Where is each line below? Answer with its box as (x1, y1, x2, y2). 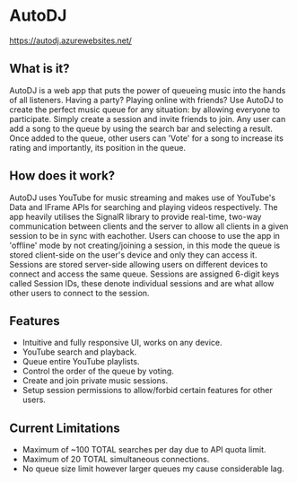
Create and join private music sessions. (22, 375, 169, 386)
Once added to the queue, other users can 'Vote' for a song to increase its (9, 132, 284, 144)
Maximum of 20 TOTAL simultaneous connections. (22, 454, 210, 465)
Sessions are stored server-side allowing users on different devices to (9, 259, 268, 269)
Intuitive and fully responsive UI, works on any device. (22, 338, 223, 348)
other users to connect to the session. (9, 287, 150, 298)
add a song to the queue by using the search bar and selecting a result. (9, 123, 274, 134)
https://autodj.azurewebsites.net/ (9, 35, 133, 46)
